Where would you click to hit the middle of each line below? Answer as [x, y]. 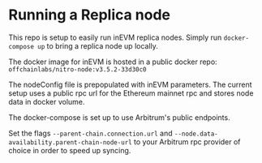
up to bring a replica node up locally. [98, 45]
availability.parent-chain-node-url [70, 142]
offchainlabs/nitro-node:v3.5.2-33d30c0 [78, 69]
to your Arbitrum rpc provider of [187, 142]
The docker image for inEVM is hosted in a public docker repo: [113, 62]
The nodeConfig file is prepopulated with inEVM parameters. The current [131, 84]
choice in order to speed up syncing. [70, 150]
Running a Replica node [90, 15]
